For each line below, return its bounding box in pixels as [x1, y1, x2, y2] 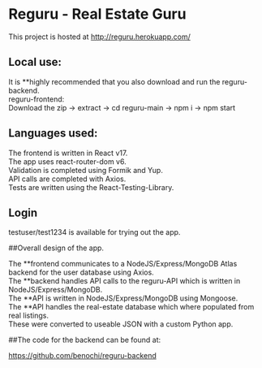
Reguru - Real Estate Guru [8, 5, 187, 24]
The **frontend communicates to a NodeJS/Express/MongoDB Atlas [8, 259, 238, 269]
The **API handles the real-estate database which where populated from [8, 302, 255, 312]
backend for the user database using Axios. [8, 267, 154, 277]
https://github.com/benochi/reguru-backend [8, 351, 157, 361]
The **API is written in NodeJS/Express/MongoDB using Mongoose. [8, 293, 238, 303]
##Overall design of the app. [8, 243, 104, 253]
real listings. [8, 310, 49, 321]
